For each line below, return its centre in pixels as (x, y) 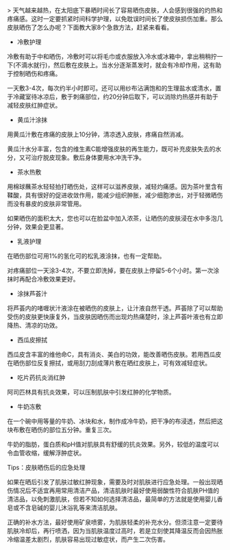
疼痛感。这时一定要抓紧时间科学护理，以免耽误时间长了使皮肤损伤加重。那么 (115, 19)
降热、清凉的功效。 (34, 325)
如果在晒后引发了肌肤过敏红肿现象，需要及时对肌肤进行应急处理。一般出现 (112, 482)
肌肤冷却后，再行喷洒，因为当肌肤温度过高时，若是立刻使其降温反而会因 (109, 531)
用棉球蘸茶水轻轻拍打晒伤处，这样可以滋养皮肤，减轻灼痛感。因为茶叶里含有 (115, 187)
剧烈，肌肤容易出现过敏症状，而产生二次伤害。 (103, 539)
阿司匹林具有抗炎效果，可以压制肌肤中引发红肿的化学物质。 (91, 392)
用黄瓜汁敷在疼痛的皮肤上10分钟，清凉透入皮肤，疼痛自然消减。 (97, 134)
